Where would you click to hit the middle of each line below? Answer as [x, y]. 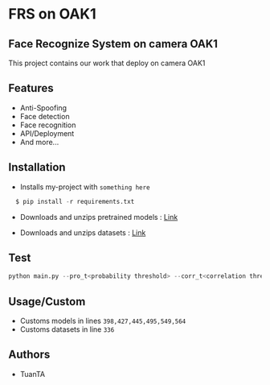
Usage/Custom [47, 302]
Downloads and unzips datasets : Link [83, 232]
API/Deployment [47, 133]
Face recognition [48, 125]
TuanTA [33, 374]
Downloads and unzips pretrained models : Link [99, 217]
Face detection [45, 116]
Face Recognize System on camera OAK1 [113, 44]
